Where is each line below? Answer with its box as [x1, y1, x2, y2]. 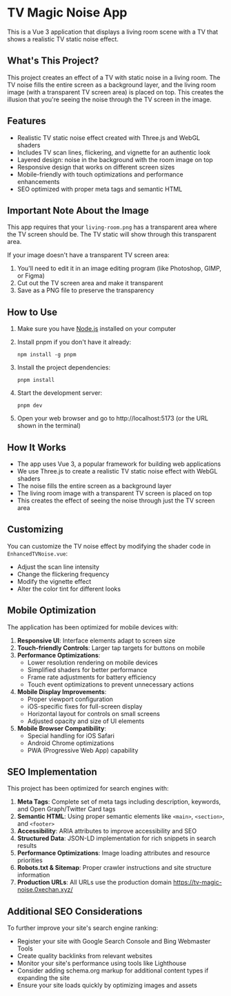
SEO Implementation [7, 766, 98, 778]
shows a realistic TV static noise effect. [7, 34, 119, 43]
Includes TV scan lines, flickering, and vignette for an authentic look [17, 148, 211, 156]
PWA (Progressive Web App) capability [27, 746, 139, 754]
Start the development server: [17, 389, 103, 397]
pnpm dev [17, 402, 43, 409]
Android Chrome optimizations [27, 739, 114, 747]
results [17, 842, 37, 850]
